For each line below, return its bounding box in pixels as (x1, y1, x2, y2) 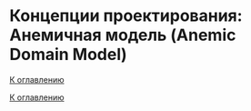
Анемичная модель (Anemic (9, 25, 236, 45)
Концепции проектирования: (9, 5, 243, 26)
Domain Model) (9, 45, 127, 65)
